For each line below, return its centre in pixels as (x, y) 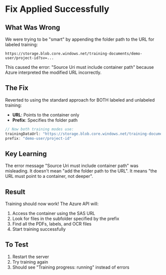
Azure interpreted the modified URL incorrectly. (53, 72)
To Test (17, 245)
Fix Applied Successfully (57, 9)
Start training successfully (39, 229)
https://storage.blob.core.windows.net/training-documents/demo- (74, 54)
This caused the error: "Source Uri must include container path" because (80, 67)
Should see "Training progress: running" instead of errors (71, 267)
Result (15, 192)
